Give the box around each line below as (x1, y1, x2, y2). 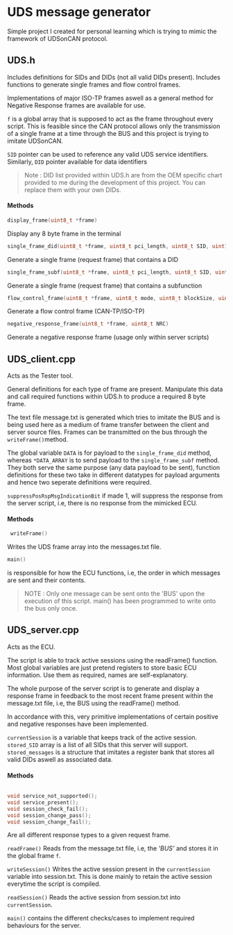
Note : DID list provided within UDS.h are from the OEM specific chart (24, 171, 223, 179)
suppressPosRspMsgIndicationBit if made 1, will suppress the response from (7, 491, 223, 500)
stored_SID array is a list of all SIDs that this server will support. (7, 740, 189, 749)
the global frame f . (7, 852, 61, 860)
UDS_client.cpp (7, 353, 76, 365)
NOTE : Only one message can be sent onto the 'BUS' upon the (24, 590, 205, 598)
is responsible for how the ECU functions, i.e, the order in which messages (7, 569, 221, 577)
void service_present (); (7, 798, 79, 806)
